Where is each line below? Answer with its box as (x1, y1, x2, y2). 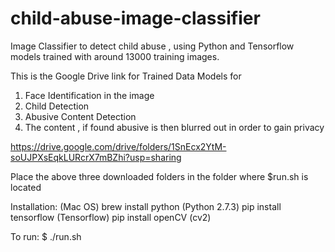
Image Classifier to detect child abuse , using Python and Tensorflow (10, 40, 295, 52)
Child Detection (24, 100, 90, 112)
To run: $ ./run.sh (10, 230, 82, 242)
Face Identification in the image (24, 89, 155, 101)
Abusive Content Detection (24, 110, 137, 122)
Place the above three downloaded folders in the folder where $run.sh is (10, 170, 309, 182)
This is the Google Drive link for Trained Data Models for (10, 70, 242, 82)
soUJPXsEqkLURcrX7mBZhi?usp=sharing (10, 151, 182, 163)
